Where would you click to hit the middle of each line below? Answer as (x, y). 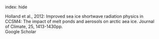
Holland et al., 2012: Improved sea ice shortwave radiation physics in (74, 16)
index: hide (16, 7)
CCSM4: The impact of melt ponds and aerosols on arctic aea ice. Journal (80, 21)
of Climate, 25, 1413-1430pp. (34, 26)
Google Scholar (21, 32)
